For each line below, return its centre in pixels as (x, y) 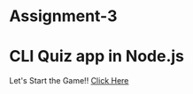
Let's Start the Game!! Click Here (69, 81)
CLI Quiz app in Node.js (96, 57)
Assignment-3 (63, 16)
